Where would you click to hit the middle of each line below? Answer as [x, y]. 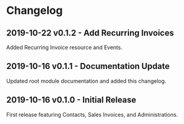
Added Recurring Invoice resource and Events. [64, 47]
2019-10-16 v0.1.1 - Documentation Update [88, 66]
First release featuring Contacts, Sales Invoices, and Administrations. [92, 114]
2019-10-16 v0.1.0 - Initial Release [71, 100]
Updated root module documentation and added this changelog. [86, 81]
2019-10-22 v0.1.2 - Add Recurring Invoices [90, 33]
